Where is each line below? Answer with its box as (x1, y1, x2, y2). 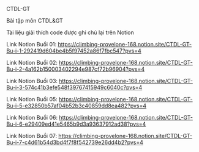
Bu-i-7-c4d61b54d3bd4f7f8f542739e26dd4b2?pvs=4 (6, 139, 144, 146)
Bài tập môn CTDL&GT (6, 17, 63, 24)
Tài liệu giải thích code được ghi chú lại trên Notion (6, 29, 134, 36)
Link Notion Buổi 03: (6, 78, 58, 84)
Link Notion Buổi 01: (6, 41, 57, 48)
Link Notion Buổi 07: (6, 132, 57, 139)
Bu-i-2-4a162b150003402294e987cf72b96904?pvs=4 (6, 65, 145, 73)
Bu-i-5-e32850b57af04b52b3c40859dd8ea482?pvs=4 (6, 102, 147, 109)
